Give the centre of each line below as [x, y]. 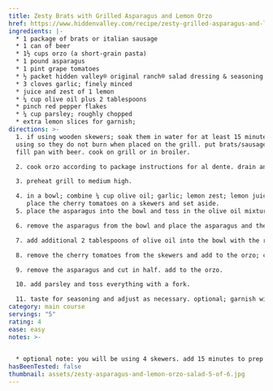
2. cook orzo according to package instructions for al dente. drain [136, 167]
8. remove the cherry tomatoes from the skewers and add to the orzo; [138, 255]
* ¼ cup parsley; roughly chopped [74, 115]
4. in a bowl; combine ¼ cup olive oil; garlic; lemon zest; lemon [132, 196]
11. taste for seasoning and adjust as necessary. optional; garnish [136, 299]
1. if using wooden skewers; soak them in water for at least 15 [129, 137]
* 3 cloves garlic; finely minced [74, 84]
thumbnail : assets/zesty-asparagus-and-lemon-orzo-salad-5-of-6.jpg [127, 375]
